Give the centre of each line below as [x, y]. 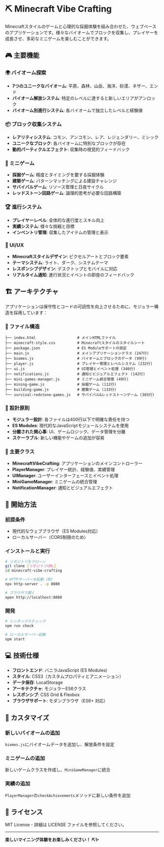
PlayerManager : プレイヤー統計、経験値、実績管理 [63, 469]
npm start [15, 639]
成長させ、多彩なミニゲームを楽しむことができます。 [58, 39]
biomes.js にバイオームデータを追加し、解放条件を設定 [60, 744]
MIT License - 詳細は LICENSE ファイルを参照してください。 [66, 825]
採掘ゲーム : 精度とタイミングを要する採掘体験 [58, 175]
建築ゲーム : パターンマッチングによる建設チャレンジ [64, 181]
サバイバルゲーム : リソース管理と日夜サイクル [58, 187]
